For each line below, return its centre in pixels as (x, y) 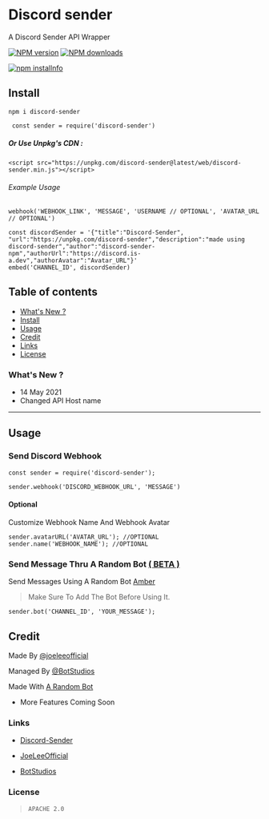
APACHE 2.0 (46, 809)
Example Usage (34, 188)
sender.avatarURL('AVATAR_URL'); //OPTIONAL (84, 537)
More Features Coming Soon (67, 702)
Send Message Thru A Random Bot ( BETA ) (94, 564)
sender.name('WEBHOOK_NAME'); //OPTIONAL (78, 544)
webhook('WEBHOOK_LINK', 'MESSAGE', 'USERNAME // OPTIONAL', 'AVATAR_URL (134, 211)
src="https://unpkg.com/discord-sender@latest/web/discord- (139, 163)
